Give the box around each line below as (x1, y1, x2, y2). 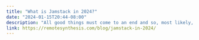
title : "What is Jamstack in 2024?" (6, 8, 97, 15)
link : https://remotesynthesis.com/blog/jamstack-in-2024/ (6, 25, 157, 31)
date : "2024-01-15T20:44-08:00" (6, 14, 87, 20)
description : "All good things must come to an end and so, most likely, (6, 19, 194, 25)
